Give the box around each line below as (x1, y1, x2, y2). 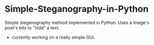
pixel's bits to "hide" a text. (4, 24, 60, 30)
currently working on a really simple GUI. (11, 34, 95, 40)
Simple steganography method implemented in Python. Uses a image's (4, 20, 150, 25)
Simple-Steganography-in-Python (4, 3, 149, 15)
